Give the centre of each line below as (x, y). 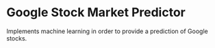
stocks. (17, 38)
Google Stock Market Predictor (96, 13)
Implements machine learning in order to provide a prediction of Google (107, 31)
